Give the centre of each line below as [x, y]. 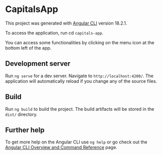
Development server [38, 64]
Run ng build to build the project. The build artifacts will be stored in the [80, 109]
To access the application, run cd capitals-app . [54, 33]
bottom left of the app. [28, 48]
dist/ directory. [21, 114]
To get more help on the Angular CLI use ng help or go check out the [76, 142]
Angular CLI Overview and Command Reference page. [61, 147]
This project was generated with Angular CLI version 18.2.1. [66, 23]
